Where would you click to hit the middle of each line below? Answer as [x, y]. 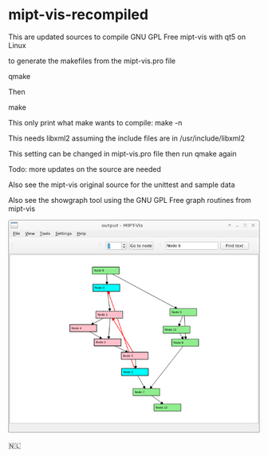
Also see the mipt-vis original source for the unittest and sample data [122, 185]
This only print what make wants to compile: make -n [95, 122]
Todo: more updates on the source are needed [85, 169]
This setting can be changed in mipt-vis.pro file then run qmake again [122, 153]
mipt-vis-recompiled [79, 15]
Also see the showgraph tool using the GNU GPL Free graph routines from [130, 200]
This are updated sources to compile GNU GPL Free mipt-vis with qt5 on [127, 37]
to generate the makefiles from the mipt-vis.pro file [92, 61]
